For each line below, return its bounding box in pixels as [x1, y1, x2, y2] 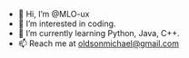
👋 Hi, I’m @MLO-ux [17, 9, 90, 19]
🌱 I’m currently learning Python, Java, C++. [17, 28, 180, 38]
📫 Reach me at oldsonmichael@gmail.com [17, 38, 180, 49]
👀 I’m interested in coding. [17, 18, 116, 29]
